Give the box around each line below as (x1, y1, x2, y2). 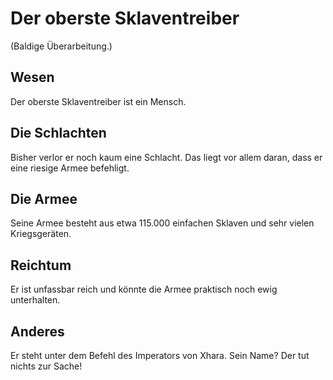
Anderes (10, 323, 65, 340)
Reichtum (10, 257, 72, 274)
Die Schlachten (10, 125, 107, 142)
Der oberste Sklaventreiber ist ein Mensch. (10, 95, 187, 107)
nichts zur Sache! (10, 360, 83, 372)
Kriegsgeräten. (10, 228, 72, 240)
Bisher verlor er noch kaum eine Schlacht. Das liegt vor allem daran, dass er (10, 151, 323, 163)
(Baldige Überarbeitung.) (10, 40, 113, 52)
